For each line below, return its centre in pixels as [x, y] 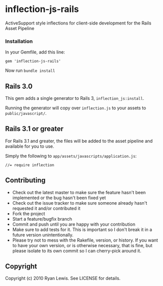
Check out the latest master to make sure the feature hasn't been [79, 192]
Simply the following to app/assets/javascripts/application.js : [71, 156]
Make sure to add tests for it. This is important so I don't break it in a [82, 229]
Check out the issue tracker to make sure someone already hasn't [80, 203]
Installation [19, 41]
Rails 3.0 [19, 86]
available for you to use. [30, 146]
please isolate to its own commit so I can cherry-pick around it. [77, 251]
